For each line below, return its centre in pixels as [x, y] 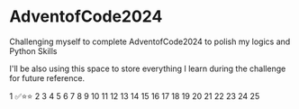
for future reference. [47, 77]
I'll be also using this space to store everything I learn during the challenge [148, 68]
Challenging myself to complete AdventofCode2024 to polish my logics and [150, 41]
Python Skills [33, 50]
